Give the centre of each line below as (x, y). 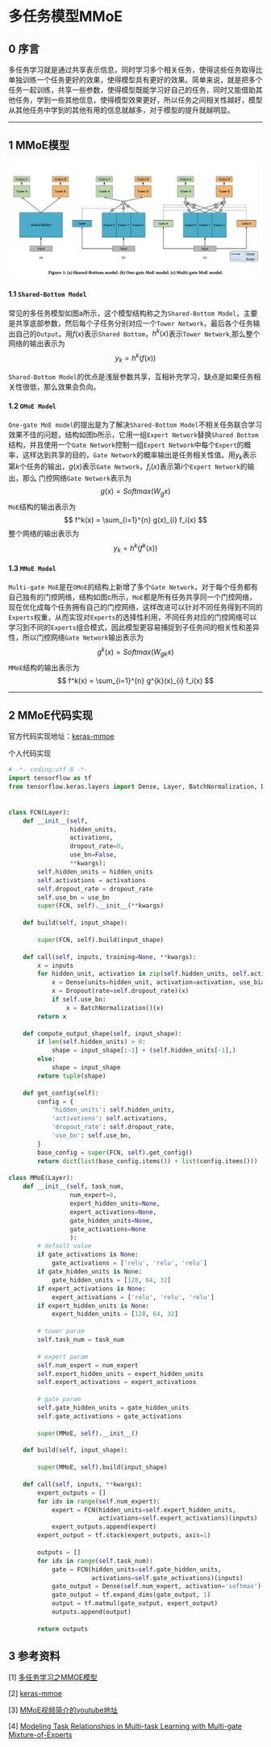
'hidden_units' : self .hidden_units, (113, 1110)
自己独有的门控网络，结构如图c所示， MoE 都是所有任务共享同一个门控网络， (132, 597)
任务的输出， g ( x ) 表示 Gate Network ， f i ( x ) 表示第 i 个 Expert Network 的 (137, 467)
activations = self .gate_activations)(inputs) (167, 1578)
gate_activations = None (108, 1229)
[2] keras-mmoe (35, 1693)
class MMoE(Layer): (41, 1178)
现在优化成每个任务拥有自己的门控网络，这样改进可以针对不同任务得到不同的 (135, 607)
